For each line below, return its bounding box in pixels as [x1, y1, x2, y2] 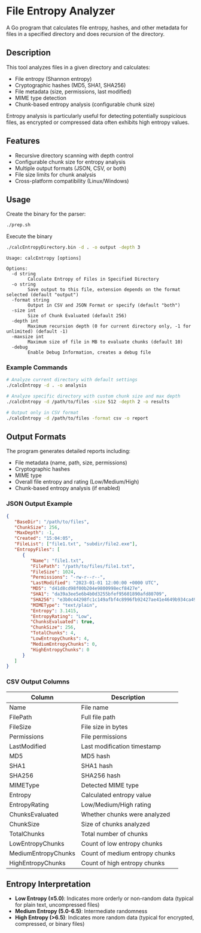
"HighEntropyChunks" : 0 [30, 646, 90, 653]
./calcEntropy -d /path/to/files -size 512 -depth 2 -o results [6, 399, 170, 405]
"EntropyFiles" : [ [14, 546, 60, 553]
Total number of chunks [81, 829, 148, 838]
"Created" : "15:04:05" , [14, 536, 74, 542]
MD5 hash [81, 752, 111, 760]
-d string [11, 271, 36, 277]
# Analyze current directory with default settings [6, 377, 138, 383]
